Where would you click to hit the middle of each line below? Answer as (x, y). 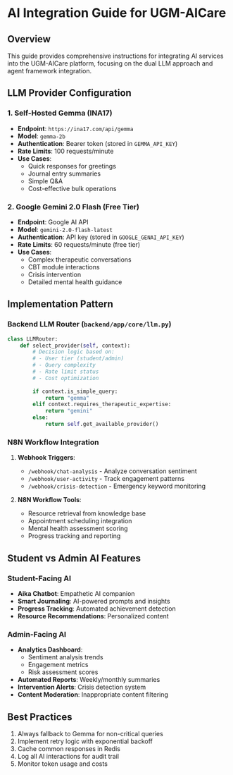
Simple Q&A (45, 181)
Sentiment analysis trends (65, 657)
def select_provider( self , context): (75, 346)
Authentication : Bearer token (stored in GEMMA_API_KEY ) (97, 143)
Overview (29, 39)
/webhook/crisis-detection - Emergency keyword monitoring (117, 486)
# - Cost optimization (66, 378)
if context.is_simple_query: (75, 391)
